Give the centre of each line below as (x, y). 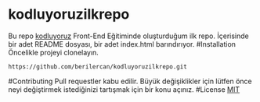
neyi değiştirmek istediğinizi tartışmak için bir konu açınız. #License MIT (124, 89)
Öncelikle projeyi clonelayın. (54, 52)
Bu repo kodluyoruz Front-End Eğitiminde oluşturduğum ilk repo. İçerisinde (128, 36)
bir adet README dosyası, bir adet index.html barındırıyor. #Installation (122, 44)
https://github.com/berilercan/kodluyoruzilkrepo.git (98, 67)
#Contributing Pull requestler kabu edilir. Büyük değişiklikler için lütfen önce (130, 81)
